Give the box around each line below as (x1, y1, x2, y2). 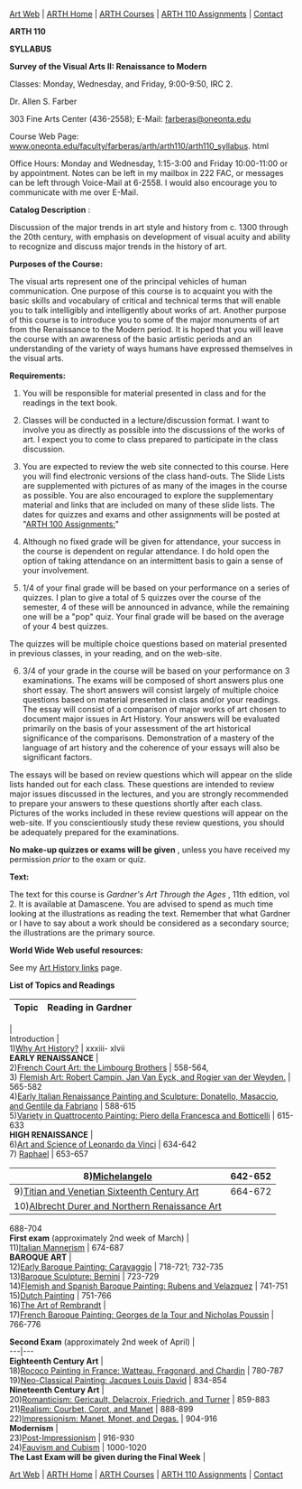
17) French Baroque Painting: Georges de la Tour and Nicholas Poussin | (9, 1309, 275, 1320)
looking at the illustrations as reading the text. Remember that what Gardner (9, 908, 291, 918)
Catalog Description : (9, 204, 91, 215)
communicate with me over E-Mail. (9, 187, 139, 198)
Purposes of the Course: (9, 258, 104, 269)
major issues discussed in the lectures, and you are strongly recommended (9, 788, 288, 799)
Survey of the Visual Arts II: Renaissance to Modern (9, 61, 207, 71)
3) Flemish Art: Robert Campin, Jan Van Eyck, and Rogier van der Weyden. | (9, 1072, 291, 1083)
